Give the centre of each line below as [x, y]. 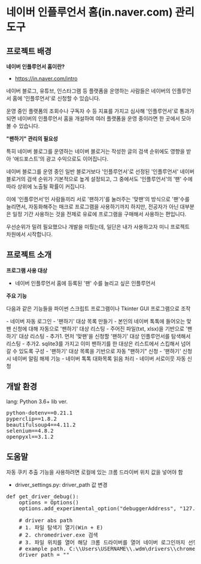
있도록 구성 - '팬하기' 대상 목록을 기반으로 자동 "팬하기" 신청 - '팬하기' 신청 [106, 351]
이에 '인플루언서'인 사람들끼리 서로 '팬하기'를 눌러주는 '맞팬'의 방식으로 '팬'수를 [98, 199]
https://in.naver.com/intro [46, 79]
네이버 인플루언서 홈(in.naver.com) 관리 [100, 12]
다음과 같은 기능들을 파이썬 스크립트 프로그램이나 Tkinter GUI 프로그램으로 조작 [98, 308]
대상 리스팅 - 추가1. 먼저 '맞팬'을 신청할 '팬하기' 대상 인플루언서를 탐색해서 [105, 336]
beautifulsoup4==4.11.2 [41, 424]
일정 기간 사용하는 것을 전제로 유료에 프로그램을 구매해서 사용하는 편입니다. [99, 214]
